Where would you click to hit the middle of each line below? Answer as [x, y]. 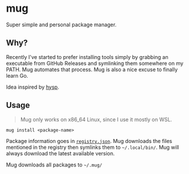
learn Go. [17, 75]
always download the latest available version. [60, 153]
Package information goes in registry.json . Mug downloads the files [89, 141]
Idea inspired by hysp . [33, 87]
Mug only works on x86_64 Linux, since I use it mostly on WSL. [96, 119]
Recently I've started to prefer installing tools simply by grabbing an [87, 57]
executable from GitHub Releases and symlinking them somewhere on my [95, 63]
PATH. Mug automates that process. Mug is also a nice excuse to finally [92, 69]
